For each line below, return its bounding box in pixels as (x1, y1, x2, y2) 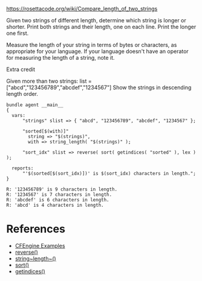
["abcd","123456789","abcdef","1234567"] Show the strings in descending (6, 84, 192, 91)
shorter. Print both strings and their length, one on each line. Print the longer (6, 24, 197, 30)
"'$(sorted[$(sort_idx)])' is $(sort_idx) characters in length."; (22, 171, 197, 177)
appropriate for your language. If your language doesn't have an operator (6, 48, 189, 55)
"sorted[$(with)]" (22, 128, 69, 134)
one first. (6, 30, 29, 37)
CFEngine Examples (15, 242, 65, 249)
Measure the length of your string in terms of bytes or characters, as (6, 42, 177, 48)
